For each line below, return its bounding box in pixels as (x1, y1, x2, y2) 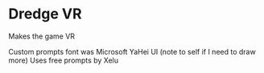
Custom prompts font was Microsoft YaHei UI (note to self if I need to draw (8, 47, 256, 56)
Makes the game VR (8, 31, 75, 41)
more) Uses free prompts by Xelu (8, 55, 119, 65)
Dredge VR (8, 5, 82, 23)
